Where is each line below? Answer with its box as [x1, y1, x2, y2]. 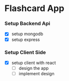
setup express [11, 37, 40, 42]
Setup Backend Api [4, 20, 50, 27]
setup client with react [11, 60, 56, 66]
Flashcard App [4, 3, 65, 14]
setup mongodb [11, 31, 43, 37]
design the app [18, 65, 49, 71]
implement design [18, 71, 55, 77]
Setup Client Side [4, 49, 46, 55]
